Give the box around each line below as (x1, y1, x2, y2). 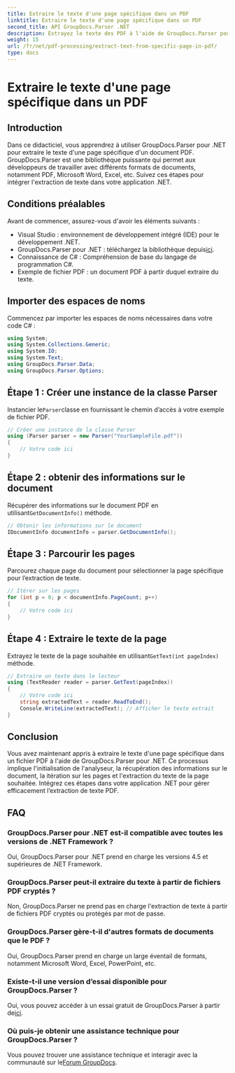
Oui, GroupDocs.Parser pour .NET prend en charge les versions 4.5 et (7, 853, 208, 861)
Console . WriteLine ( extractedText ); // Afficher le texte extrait (20, 705, 215, 712)
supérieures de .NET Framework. (7, 860, 103, 869)
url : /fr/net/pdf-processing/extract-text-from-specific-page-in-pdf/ (7, 43, 218, 50)
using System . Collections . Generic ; (7, 341, 111, 349)
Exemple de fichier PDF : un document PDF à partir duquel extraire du (17, 267, 219, 276)
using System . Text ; (7, 354, 64, 361)
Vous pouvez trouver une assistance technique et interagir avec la (7, 1051, 198, 1059)
